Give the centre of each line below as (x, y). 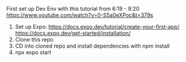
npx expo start (33, 52)
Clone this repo (34, 39)
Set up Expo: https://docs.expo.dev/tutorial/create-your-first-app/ (97, 27)
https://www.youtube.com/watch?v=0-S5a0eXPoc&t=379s (80, 15)
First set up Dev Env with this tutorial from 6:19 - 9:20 (73, 9)
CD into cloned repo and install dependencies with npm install (92, 46)
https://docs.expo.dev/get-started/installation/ (73, 33)
